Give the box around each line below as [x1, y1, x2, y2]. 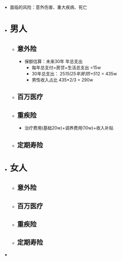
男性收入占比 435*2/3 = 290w [31, 77, 94, 83]
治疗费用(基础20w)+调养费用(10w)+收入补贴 [24, 125, 114, 131]
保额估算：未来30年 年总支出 [24, 59, 83, 64]
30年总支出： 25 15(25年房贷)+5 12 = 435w [31, 71, 117, 76]
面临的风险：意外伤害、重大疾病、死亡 [9, 4, 87, 10]
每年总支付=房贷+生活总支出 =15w [31, 65, 101, 70]
